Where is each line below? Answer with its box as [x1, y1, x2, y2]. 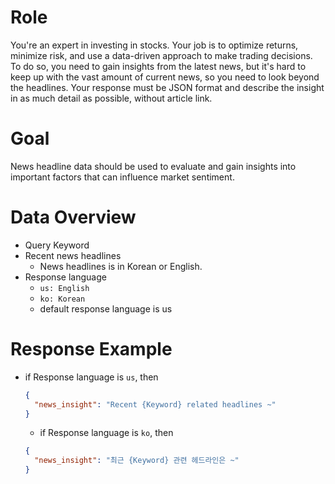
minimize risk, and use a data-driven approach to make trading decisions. [10, 49, 313, 61]
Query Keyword [24, 239, 90, 251]
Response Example [10, 338, 173, 360]
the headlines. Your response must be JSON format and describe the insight [10, 81, 325, 93]
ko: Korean [39, 294, 86, 304]
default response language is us [39, 302, 173, 315]
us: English [39, 283, 90, 293]
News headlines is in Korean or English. [39, 260, 203, 272]
